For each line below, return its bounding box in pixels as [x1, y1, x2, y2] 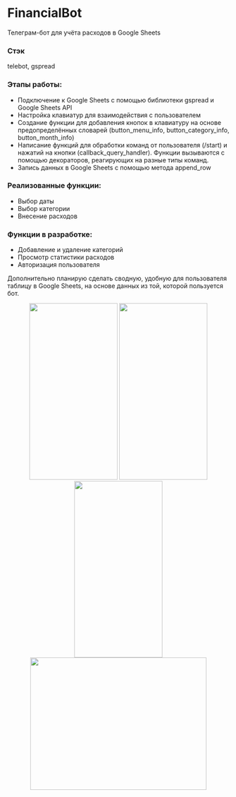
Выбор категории [17, 204, 70, 212]
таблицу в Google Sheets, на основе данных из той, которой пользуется [7, 282, 223, 290]
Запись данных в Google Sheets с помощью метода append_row [17, 163, 211, 172]
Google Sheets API [17, 103, 73, 112]
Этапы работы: [7, 80, 62, 90]
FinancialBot [7, 5, 82, 21]
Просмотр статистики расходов [17, 253, 115, 262]
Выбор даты [17, 196, 54, 205]
